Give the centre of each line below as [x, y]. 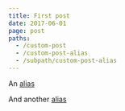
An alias [21, 83]
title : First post [39, 16]
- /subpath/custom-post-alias [66, 61]
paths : [19, 38]
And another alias [37, 99]
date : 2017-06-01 [37, 23]
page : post [27, 31]
